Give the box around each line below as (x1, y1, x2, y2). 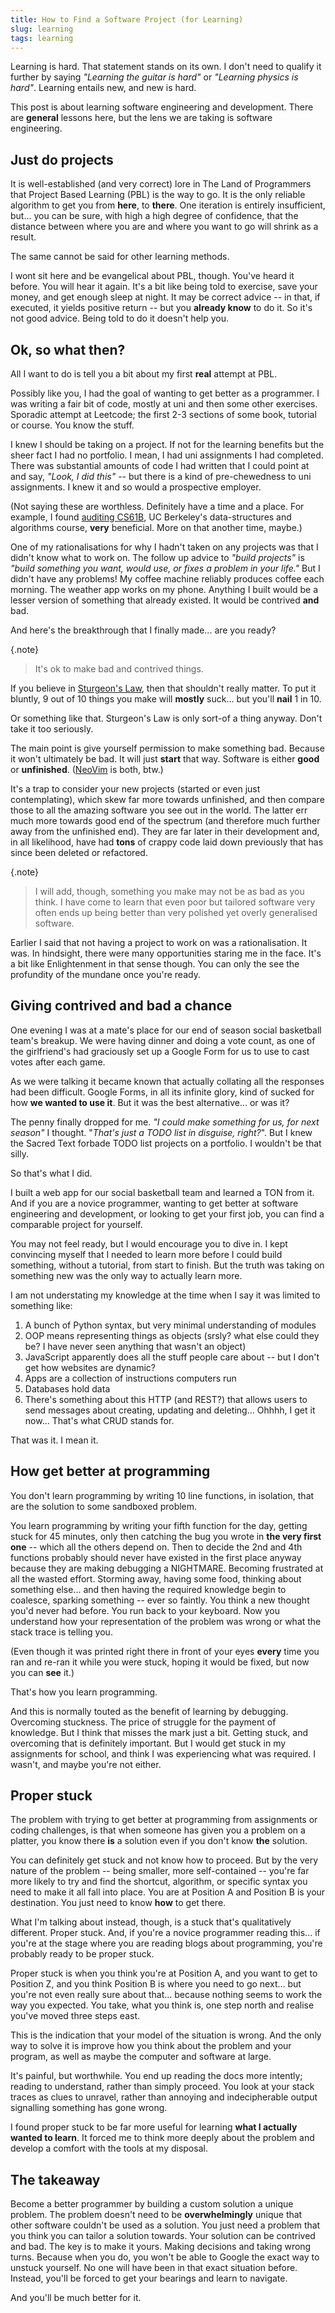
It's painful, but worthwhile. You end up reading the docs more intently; (10, 2070, 303, 2082)
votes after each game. (10, 1056, 106, 1068)
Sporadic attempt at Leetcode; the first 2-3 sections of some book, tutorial (10, 409, 317, 420)
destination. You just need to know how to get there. (10, 1897, 227, 1909)
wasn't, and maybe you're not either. (10, 1758, 162, 1770)
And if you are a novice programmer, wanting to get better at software (10, 1197, 299, 1209)
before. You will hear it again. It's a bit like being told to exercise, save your (10, 281, 318, 293)
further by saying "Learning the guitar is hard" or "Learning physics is (10, 71, 299, 83)
